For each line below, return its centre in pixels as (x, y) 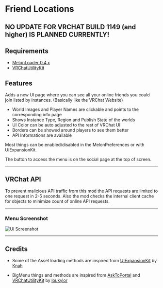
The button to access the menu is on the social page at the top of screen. (78, 160)
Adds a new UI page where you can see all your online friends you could (77, 95)
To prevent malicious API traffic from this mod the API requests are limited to (81, 191)
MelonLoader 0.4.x (31, 63)
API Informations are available (42, 135)
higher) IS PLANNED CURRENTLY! (57, 34)
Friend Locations (40, 9)
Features (19, 83)
